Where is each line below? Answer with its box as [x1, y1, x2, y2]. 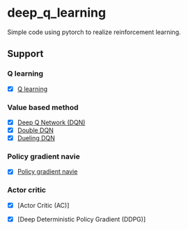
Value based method [7, 102, 79, 112]
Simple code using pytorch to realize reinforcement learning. [7, 28, 181, 36]
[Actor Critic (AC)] [17, 201, 70, 209]
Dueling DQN [17, 134, 56, 142]
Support [7, 48, 44, 60]
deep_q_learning [7, 5, 107, 21]
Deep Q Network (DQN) [17, 118, 86, 126]
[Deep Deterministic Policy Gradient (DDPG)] [17, 215, 146, 223]
